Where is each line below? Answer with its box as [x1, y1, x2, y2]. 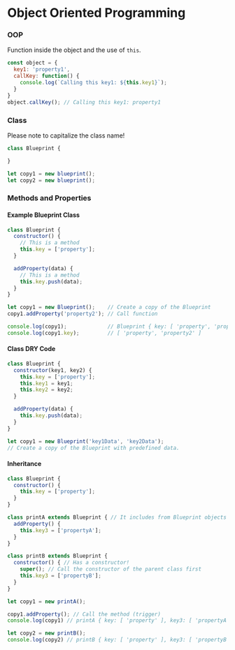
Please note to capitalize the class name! [7, 131, 125, 140]
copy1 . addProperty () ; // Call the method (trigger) [7, 611, 161, 618]
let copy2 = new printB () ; [7, 630, 86, 637]
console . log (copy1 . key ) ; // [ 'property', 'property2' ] [7, 329, 201, 336]
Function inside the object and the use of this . [7, 46, 141, 54]
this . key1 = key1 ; [20, 380, 73, 387]
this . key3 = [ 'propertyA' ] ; [20, 526, 101, 534]
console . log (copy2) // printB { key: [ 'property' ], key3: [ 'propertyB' [7, 637, 230, 644]
